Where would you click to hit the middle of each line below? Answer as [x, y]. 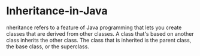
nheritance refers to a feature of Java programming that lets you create [94, 27]
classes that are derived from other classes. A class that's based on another [100, 33]
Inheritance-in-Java [57, 11]
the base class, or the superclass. [48, 46]
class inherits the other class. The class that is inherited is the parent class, [99, 40]
